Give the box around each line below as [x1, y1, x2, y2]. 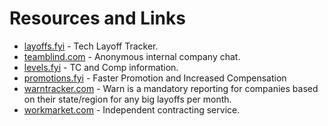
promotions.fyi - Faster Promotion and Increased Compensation [23, 72, 287, 84]
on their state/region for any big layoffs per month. [23, 93, 232, 105]
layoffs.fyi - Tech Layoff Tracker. [23, 40, 159, 52]
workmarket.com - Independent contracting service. [23, 103, 241, 116]
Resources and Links [9, 7, 186, 30]
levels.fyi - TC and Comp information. [23, 61, 179, 73]
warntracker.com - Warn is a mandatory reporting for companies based [23, 82, 319, 94]
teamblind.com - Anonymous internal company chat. [23, 50, 241, 62]
